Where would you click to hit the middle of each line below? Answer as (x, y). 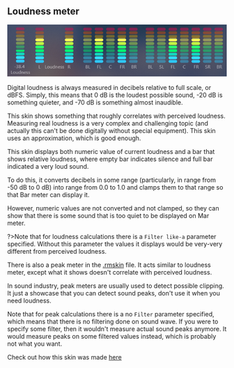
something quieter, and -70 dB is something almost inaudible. (95, 102)
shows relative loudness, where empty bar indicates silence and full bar (110, 159)
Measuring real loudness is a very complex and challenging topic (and (108, 123)
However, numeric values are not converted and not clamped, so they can (113, 208)
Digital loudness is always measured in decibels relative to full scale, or (109, 87)
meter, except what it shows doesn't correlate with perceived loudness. (110, 272)
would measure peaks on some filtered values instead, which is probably (112, 336)
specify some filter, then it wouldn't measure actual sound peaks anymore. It (117, 329)
